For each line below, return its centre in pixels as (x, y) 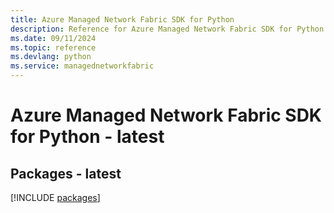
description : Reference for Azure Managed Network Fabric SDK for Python (167, 29)
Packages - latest (66, 173)
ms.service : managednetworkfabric (82, 66)
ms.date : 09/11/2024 (53, 38)
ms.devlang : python (51, 57)
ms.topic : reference (53, 47)
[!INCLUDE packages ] (55, 197)
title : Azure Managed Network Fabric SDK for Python (122, 19)
